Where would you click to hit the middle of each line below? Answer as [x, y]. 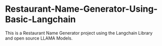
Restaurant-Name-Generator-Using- [81, 9]
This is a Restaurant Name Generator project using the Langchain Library [79, 33]
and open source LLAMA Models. [39, 38]
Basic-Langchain [40, 19]
